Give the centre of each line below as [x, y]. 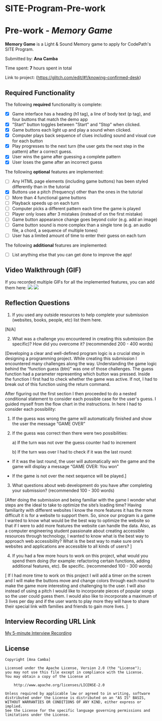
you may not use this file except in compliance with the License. [74, 672]
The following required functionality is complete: [54, 104]
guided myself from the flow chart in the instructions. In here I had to [73, 404]
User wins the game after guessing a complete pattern [66, 157]
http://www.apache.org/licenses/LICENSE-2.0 [59, 685]
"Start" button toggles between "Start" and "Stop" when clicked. [76, 125]
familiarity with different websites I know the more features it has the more [79, 510]
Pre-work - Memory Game [59, 31]
